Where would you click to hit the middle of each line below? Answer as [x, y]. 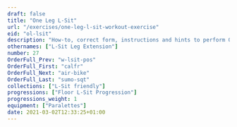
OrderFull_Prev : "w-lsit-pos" [52, 60]
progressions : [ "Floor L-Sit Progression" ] [72, 92]
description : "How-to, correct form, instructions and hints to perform [116, 40]
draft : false [26, 14]
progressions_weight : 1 [42, 99]
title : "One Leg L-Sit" [42, 20]
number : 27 [23, 54]
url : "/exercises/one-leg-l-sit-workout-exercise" [83, 27]
